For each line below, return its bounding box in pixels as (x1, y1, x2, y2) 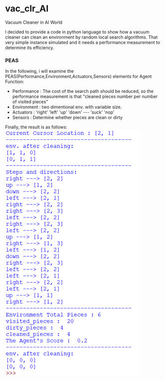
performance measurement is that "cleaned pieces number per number (12, 93, 158, 99)
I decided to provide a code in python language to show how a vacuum (5, 29, 150, 35)
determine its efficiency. (5, 44, 54, 50)
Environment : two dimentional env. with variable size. (12, 104, 122, 110)
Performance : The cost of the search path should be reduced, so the (12, 88, 154, 94)
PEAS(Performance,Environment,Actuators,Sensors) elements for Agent (5, 74, 152, 80)
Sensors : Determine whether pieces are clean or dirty (12, 115, 123, 121)
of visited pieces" (12, 99, 48, 105)
